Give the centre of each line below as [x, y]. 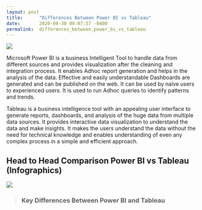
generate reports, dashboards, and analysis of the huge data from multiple [100, 115]
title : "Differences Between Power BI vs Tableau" [79, 18]
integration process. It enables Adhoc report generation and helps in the [97, 71]
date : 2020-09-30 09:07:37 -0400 [57, 23]
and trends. [21, 97]
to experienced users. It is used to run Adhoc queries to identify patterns [98, 91]
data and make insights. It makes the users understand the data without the [101, 129]
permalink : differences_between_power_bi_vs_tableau [76, 29]
